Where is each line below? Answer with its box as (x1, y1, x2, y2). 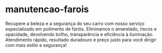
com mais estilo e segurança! (5, 42, 67, 48)
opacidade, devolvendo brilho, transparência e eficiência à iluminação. (5, 31, 154, 37)
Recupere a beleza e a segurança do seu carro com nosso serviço (5, 20, 145, 26)
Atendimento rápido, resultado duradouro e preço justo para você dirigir (5, 37, 156, 43)
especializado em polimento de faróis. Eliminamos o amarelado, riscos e (5, 25, 157, 32)
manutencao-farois (5, 4, 89, 15)
